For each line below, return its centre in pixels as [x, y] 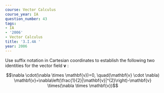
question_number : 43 [26, 19]
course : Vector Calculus [31, 10]
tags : [11, 23]
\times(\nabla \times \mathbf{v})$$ [83, 85]
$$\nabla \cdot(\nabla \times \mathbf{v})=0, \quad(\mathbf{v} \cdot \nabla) [83, 75]
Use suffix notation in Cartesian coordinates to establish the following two [80, 60]
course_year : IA [22, 14]
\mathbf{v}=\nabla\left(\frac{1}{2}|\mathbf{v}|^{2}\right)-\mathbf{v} [83, 80]
